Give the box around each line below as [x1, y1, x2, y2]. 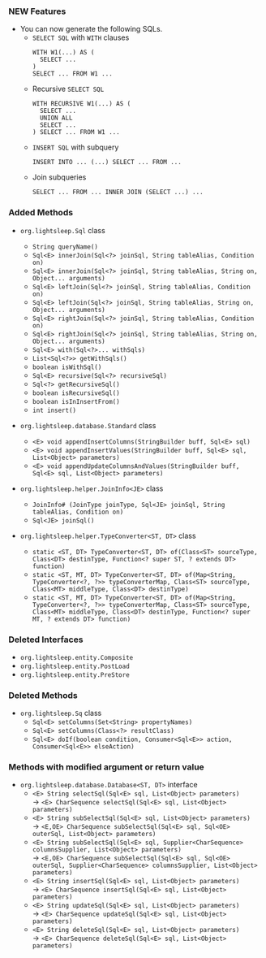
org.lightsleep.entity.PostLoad [19, 662, 130, 670]
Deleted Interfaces [8, 634, 84, 645]
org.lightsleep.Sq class [19, 709, 102, 718]
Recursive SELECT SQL [32, 84, 105, 94]
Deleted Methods [8, 689, 79, 700]
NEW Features [8, 6, 66, 17]
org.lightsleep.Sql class [19, 225, 105, 235]
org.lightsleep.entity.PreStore [19, 670, 130, 679]
